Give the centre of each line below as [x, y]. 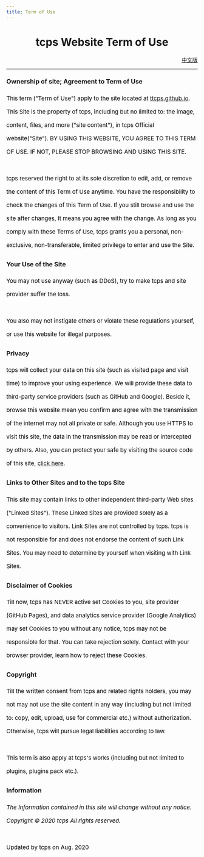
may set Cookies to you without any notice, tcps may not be [87, 629]
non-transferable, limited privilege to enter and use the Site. [114, 245]
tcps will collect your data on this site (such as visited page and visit [97, 370]
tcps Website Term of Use [102, 42]
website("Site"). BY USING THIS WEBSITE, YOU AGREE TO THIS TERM [101, 138]
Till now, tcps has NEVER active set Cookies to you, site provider [93, 602]
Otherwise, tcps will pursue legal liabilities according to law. [86, 731]
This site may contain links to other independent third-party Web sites [100, 499]
